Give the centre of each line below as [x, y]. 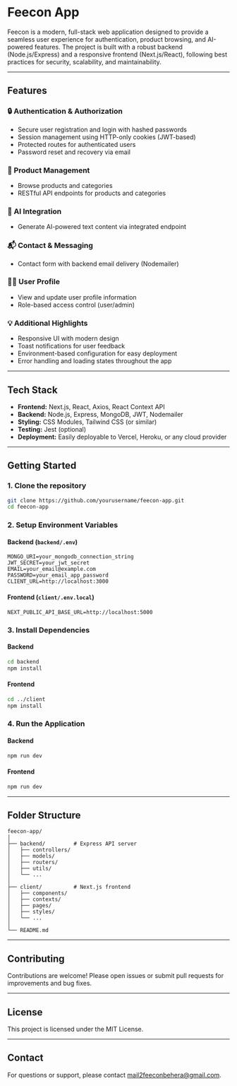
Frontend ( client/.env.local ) [51, 597]
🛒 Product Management [49, 170]
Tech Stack [32, 390]
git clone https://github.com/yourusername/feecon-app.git [96, 500]
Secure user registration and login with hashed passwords [102, 129]
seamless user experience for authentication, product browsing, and [107, 39]
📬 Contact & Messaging [50, 246]
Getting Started [42, 466]
